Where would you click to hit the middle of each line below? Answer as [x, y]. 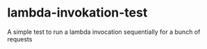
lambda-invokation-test [77, 13]
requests [20, 39]
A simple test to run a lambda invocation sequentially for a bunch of [104, 32]
